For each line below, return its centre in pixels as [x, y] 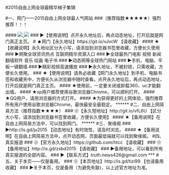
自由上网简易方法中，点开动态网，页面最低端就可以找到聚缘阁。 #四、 [91, 136]
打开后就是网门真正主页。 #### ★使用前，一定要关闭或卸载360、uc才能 [81, 85]
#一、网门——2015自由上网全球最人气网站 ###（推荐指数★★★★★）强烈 [83, 18]
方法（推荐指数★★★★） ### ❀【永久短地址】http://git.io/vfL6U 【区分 [85, 111]
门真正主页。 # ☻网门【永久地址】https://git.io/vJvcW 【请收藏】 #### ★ [82, 41]
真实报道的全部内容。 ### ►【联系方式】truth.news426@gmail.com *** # [82, 155]
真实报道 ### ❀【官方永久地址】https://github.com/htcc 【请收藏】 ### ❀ [83, 142]
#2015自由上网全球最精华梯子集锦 [40, 7]
